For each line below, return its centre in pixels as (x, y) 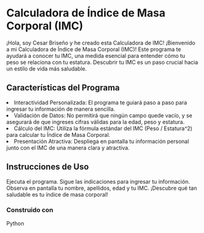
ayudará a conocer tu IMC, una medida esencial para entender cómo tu (96, 55)
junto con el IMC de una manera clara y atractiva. (68, 148)
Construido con (30, 210)
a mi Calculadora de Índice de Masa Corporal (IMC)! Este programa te (94, 49)
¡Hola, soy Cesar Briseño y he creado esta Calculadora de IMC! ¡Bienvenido (101, 43)
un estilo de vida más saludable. (47, 68)
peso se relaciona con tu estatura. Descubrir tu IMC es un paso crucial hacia (102, 62)
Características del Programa (63, 88)
